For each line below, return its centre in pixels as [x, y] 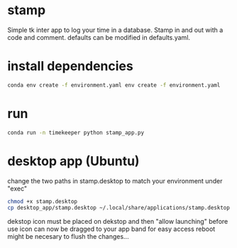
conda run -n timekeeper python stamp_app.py [76, 133]
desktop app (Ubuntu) [73, 161]
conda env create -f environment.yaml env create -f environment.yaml [114, 85]
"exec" [17, 188]
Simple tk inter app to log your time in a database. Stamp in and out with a [115, 30]
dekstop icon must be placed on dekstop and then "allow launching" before [118, 222]
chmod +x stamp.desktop [43, 201]
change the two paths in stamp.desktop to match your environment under [115, 180]
